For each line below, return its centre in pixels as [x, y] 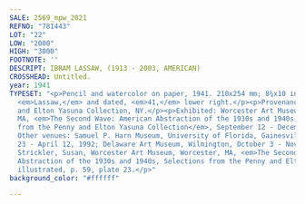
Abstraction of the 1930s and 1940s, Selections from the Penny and [150, 161]
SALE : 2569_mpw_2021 [49, 18]
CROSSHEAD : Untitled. [50, 77]
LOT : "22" [28, 34]
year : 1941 [30, 85]
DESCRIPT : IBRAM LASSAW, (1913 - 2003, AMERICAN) [105, 69]
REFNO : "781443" [40, 26]
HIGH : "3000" [34, 52]
